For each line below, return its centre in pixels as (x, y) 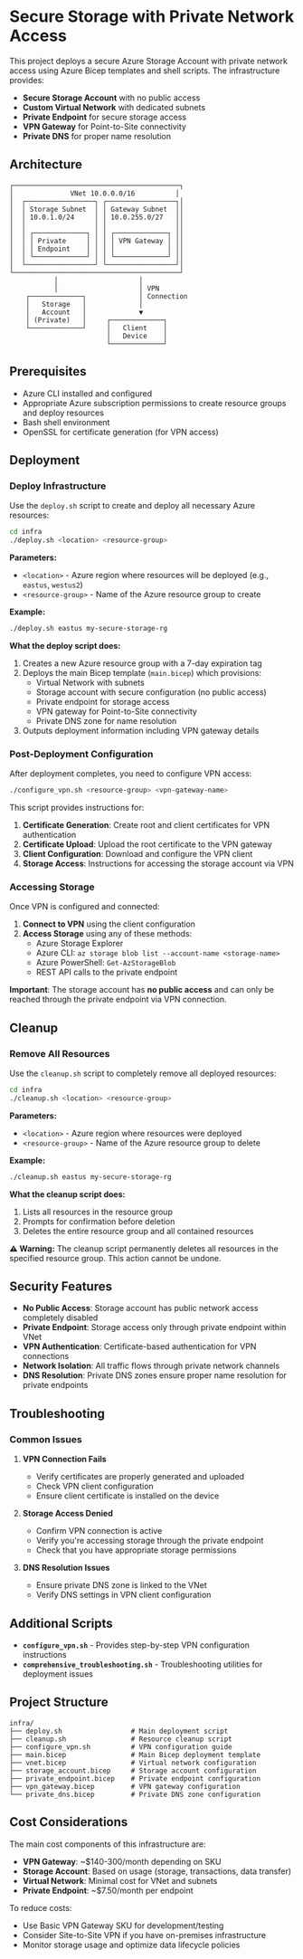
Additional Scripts (61, 1623)
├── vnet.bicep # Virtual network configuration (133, 1763)
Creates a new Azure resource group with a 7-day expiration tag (142, 663)
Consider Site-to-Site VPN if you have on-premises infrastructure (144, 1935)
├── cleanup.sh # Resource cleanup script (121, 1739)
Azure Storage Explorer (80, 944)
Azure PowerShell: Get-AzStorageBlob (106, 963)
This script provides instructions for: (77, 808)
